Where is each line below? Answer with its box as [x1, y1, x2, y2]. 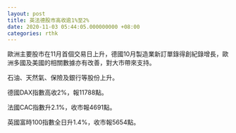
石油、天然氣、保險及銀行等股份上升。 [7, 73, 118, 82]
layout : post [7, 10, 46, 17]
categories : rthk [7, 29, 58, 37]
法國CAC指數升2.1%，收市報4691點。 [7, 103, 116, 112]
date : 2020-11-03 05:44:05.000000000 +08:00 [7, 23, 140, 30]
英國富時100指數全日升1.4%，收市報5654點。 [7, 118, 140, 127]
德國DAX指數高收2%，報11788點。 [7, 88, 108, 97]
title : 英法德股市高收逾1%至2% [7, 17, 89, 24]
